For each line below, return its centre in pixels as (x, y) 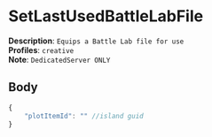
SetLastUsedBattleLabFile (106, 16)
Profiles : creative (41, 49)
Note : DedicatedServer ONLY (59, 59)
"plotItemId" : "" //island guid (84, 116)
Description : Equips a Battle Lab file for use (96, 41)
